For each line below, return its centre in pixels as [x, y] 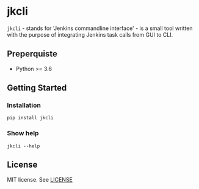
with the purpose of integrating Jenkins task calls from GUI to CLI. [90, 34]
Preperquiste [32, 54]
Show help [23, 133]
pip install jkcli [30, 118]
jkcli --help [24, 146]
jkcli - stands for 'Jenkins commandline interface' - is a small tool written [100, 28]
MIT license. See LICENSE [40, 179]
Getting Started [37, 88]
